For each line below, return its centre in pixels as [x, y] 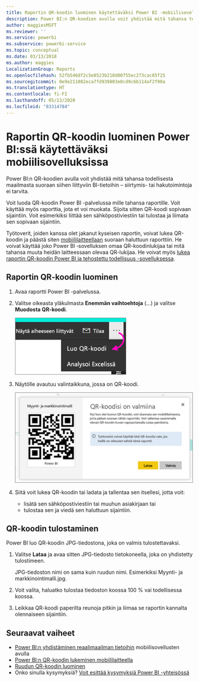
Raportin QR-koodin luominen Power [98, 136]
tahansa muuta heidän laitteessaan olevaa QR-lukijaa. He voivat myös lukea [98, 252]
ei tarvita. [18, 191]
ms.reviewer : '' [26, 32]
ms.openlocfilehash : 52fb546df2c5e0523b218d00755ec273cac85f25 [86, 75]
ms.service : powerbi [32, 38]
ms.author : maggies [30, 62]
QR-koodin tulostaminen [52, 528]
